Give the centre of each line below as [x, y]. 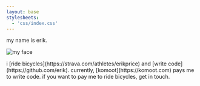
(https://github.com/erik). [38, 70]
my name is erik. [27, 41]
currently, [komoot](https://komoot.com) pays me [132, 70]
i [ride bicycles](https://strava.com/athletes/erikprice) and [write [87, 64]
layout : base [23, 12]
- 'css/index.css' [35, 23]
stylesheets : [23, 18]
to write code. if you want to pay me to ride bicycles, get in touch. [88, 77]
